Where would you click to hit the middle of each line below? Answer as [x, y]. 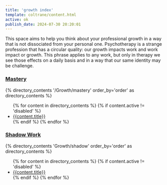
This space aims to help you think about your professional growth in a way [83, 39]
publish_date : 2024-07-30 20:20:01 [43, 24]
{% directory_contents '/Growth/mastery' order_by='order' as [70, 90]
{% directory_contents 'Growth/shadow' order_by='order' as [69, 146]
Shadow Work [23, 135]
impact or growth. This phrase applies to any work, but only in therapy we [83, 55]
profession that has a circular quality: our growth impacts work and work [82, 49]
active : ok [17, 19]
